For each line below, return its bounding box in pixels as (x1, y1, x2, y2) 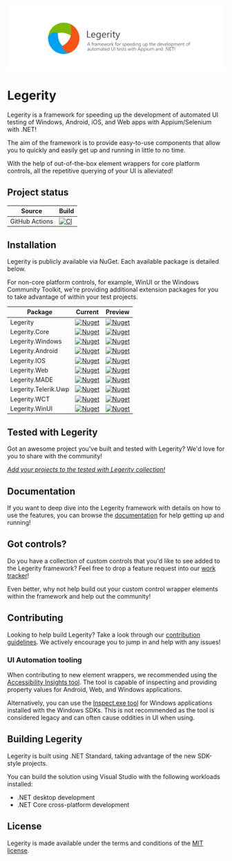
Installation (7, 239, 57, 251)
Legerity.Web (10, 366, 48, 374)
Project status (7, 186, 69, 198)
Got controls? (7, 539, 67, 550)
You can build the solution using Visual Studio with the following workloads (7, 772, 221, 781)
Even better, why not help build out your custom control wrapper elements (7, 585, 219, 593)
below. (7, 264, 26, 273)
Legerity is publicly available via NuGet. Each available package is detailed (7, 257, 220, 265)
